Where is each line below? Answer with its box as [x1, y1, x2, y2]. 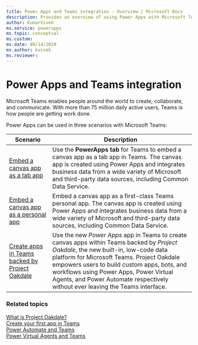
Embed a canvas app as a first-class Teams [52, 192, 174, 200]
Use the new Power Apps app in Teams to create [52, 231, 187, 239]
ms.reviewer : [6, 52, 38, 58]
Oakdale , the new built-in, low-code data [52, 245, 168, 254]
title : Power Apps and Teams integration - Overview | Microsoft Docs [6, 8, 183, 15]
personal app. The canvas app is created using [52, 199, 182, 207]
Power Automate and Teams [6, 326, 75, 333]
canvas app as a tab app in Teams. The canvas [52, 153, 182, 161]
